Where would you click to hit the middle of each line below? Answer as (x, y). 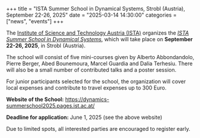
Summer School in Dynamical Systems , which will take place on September (99, 39)
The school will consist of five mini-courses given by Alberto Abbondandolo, (100, 57)
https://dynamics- (87, 99)
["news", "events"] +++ (35, 21)
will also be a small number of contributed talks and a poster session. (91, 70)
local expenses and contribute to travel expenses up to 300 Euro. (87, 88)
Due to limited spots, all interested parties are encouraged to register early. (99, 129)
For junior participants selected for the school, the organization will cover (96, 81)
